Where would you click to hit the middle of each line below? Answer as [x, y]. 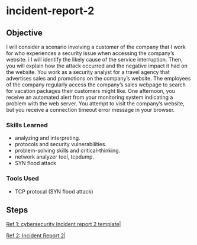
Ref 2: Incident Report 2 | [36, 236]
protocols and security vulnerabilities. [61, 144]
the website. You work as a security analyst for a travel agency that [88, 72]
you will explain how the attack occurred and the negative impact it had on [97, 66]
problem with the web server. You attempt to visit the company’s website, [96, 104]
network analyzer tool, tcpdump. [54, 157]
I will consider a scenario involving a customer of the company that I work [96, 47]
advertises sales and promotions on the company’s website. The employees [98, 78]
